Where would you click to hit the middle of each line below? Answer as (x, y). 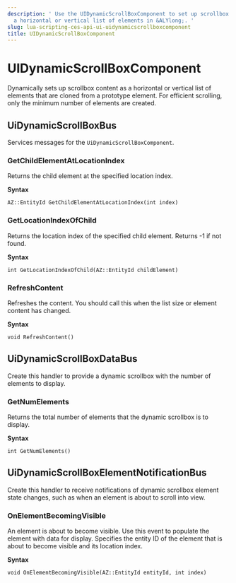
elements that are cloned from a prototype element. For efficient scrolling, (115, 95)
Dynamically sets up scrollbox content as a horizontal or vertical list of (110, 88)
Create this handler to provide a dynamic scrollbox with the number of (109, 376)
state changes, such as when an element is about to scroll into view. (106, 497)
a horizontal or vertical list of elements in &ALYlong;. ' (104, 20)
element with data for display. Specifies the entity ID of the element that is (115, 538)
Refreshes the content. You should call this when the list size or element (112, 303)
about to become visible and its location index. (75, 546)
